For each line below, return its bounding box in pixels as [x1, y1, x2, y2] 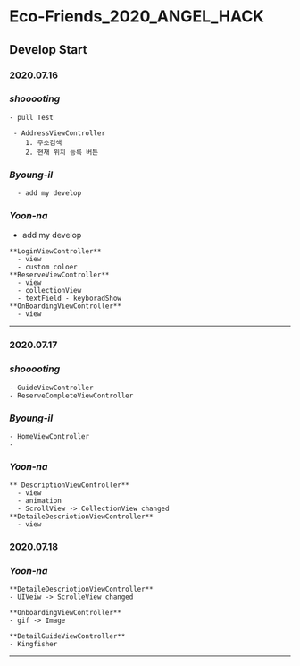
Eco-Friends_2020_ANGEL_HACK [9, 6, 265, 27]
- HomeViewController [9, 431, 90, 440]
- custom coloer [17, 262, 78, 272]
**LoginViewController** [9, 247, 102, 256]
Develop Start [9, 42, 87, 57]
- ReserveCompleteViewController [9, 391, 134, 400]
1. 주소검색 [25, 138, 62, 147]
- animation [17, 497, 62, 506]
